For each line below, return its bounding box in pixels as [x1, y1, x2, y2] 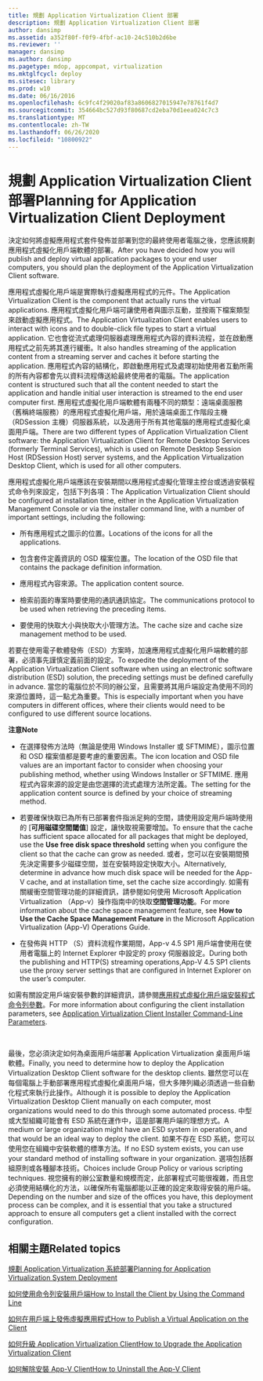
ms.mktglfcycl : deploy [8, 70, 82, 78]
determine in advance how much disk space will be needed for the [19, 868, 235, 877]
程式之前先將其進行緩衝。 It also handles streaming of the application [14, 343, 236, 353]
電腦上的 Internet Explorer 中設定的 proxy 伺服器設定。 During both [33, 948, 248, 958]
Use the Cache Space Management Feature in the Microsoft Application [19, 914, 254, 924]
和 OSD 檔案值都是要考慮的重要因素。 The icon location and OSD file [19, 752, 240, 761]
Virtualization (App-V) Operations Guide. [19, 922, 150, 932]
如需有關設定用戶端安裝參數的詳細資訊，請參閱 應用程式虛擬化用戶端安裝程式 [8, 991, 255, 1000]
